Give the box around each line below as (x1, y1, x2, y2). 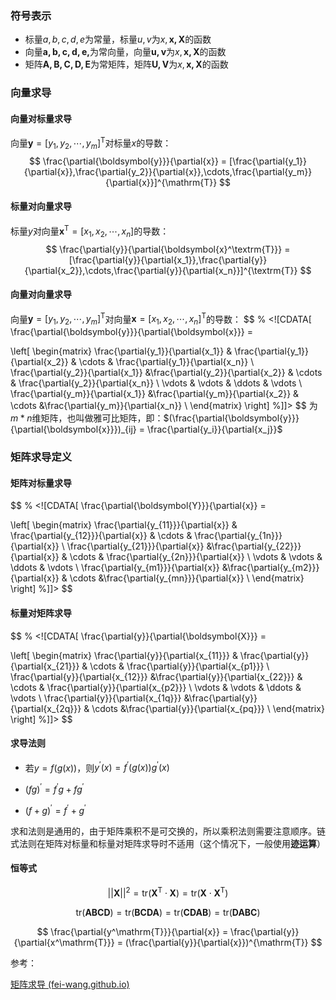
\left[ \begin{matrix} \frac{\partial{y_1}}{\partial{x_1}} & (10, 345, 233, 357)
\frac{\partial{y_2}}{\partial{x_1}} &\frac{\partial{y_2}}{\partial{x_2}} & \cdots (10, 367, 323, 379)
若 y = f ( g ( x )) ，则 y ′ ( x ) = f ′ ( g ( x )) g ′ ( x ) (24, 760, 170, 774)
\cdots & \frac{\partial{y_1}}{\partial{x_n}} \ (78, 356, 255, 368)
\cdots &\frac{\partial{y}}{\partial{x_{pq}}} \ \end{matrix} (91, 702, 325, 714)
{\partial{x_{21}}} (10, 660, 80, 672)
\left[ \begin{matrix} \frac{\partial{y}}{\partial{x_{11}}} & (10, 649, 238, 661)
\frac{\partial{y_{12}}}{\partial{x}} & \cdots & (10, 530, 193, 542)
